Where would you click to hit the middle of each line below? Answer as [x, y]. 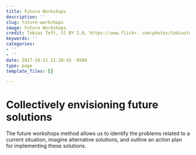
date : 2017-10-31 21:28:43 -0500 [47, 60]
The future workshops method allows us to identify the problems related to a [98, 133]
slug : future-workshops [35, 22]
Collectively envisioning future [82, 105]
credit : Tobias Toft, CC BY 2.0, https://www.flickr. [73, 33]
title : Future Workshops [36, 11]
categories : [20, 44]
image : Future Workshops [36, 28]
